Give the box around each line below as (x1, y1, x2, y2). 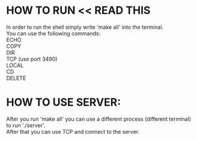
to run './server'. (6, 121, 46, 129)
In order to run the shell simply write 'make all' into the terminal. (6, 23, 164, 31)
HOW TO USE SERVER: (6, 95, 121, 109)
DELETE (6, 74, 26, 82)
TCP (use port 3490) (6, 55, 58, 62)
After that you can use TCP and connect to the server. (6, 128, 140, 135)
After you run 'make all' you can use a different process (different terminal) (6, 115, 191, 122)
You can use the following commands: (6, 29, 101, 37)
